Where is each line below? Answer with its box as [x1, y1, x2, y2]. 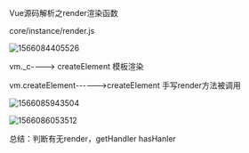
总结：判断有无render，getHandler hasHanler [9, 133, 176, 144]
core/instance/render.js [9, 26, 95, 36]
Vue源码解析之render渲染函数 [9, 8, 118, 18]
